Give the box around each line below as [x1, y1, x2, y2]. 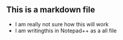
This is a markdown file [6, 5, 95, 15]
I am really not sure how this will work [14, 20, 109, 27]
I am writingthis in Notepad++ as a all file [14, 27, 117, 34]
